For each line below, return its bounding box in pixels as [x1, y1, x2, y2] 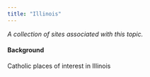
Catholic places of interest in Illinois [7, 61, 111, 70]
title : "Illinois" [7, 10, 62, 18]
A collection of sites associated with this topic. [7, 30, 144, 38]
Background [7, 46, 45, 54]
